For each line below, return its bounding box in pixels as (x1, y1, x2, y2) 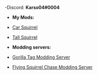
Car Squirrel (12, 24, 38, 30)
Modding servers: (12, 44, 52, 50)
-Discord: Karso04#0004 (5, 5, 60, 10)
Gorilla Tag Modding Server (12, 54, 70, 60)
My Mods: (12, 14, 34, 20)
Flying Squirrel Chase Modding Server (12, 64, 93, 70)
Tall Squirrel (12, 34, 38, 40)
